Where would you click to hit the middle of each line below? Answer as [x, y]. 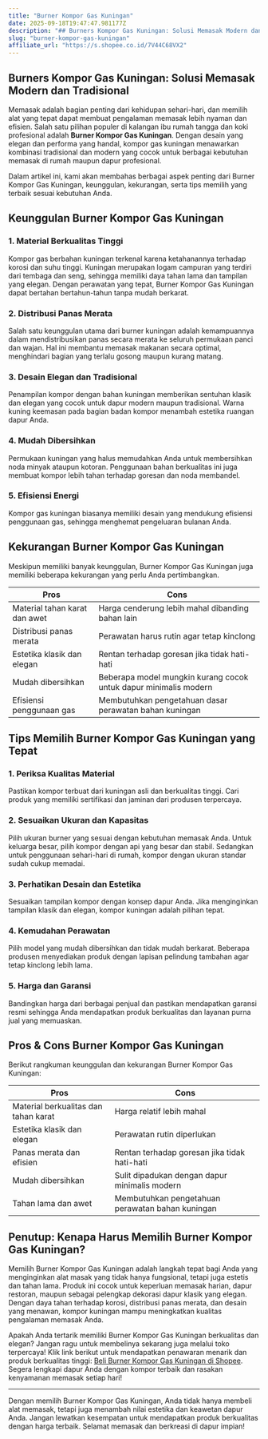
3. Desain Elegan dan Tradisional [73, 377]
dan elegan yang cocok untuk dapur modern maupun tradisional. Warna [126, 403]
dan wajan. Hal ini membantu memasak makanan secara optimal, [115, 347]
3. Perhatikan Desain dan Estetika [75, 884]
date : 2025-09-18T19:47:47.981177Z [67, 23]
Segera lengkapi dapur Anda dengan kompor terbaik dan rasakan [116, 1369]
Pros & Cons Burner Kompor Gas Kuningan [116, 1045]
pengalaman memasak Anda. [56, 1320]
